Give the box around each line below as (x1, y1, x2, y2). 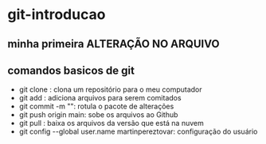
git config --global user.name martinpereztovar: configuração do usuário (18, 127, 258, 136)
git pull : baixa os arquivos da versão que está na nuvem (18, 119, 204, 128)
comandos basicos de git (7, 63, 135, 77)
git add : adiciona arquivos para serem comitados (18, 93, 182, 103)
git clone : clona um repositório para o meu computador (18, 85, 202, 94)
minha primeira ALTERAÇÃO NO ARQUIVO (7, 37, 220, 51)
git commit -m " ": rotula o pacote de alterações (18, 101, 174, 112)
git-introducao (7, 6, 106, 24)
